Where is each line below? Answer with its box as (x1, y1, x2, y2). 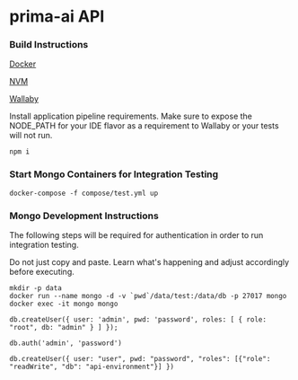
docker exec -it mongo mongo (9, 299, 118, 309)
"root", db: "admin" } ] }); (9, 323, 118, 332)
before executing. (9, 267, 74, 278)
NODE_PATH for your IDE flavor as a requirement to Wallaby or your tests (9, 120, 280, 131)
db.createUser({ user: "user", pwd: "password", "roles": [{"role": (9, 355, 271, 364)
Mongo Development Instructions (9, 209, 159, 222)
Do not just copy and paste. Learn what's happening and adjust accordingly (9, 257, 290, 268)
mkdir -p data (9, 284, 63, 293)
